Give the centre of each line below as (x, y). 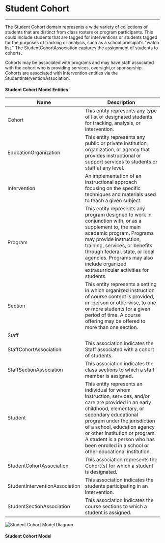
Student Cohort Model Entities (37, 90)
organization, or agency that (118, 150)
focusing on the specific (113, 189)
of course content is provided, (120, 297)
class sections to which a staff (120, 370)
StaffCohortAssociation (35, 350)
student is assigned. (108, 512)
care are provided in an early (118, 403)
